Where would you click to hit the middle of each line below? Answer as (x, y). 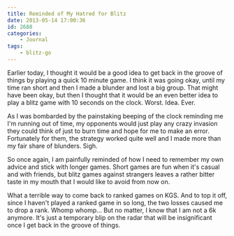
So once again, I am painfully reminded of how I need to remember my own (115, 159)
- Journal (34, 40)
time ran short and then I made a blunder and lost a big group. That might (113, 88)
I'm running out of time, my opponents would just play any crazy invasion (112, 123)
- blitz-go (36, 53)
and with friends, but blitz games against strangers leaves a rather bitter (111, 174)
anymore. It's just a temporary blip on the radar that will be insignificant (110, 217)
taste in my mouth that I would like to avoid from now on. (89, 181)
